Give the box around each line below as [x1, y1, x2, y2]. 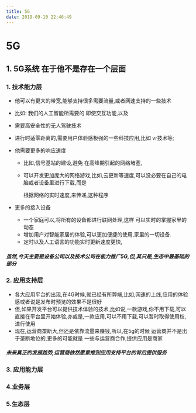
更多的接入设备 [14, 204, 51, 211]
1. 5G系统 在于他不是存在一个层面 [6, 64, 126, 74]
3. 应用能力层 [6, 365, 43, 373]
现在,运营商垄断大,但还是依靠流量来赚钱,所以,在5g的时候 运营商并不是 [14, 327, 183, 334]
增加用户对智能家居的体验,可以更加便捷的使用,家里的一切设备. [23, 231, 171, 238]
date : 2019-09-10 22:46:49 [6, 14, 72, 20]
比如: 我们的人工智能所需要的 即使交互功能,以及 [14, 109, 129, 117]
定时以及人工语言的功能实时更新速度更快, [23, 238, 123, 246]
